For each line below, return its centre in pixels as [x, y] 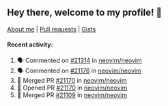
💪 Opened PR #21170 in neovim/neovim [72, 88]
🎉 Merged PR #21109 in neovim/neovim [72, 95]
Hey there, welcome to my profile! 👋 [85, 13]
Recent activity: [30, 44]
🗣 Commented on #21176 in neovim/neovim [79, 71]
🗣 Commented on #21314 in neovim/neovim [79, 61]
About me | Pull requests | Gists [52, 29]
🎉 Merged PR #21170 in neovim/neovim [72, 81]
